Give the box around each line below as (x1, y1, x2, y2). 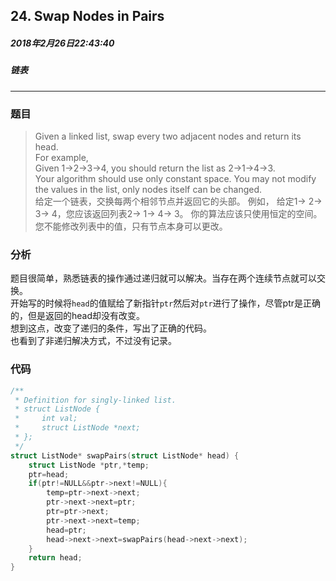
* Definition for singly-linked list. (14, 395, 177, 405)
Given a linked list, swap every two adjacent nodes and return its (34, 130, 302, 143)
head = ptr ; (46, 525, 87, 535)
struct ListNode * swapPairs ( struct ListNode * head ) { (10, 450, 240, 461)
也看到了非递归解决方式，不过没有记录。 (10, 335, 177, 347)
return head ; (28, 553, 83, 563)
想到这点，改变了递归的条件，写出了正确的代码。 (10, 322, 212, 334)
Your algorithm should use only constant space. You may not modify (34, 173, 317, 185)
